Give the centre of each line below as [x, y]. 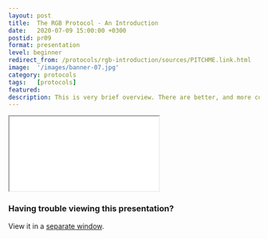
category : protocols [43, 75]
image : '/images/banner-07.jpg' [64, 68]
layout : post [30, 16]
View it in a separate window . [56, 226]
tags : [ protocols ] [43, 82]
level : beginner [35, 53]
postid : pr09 [30, 38]
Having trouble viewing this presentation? [91, 209]
